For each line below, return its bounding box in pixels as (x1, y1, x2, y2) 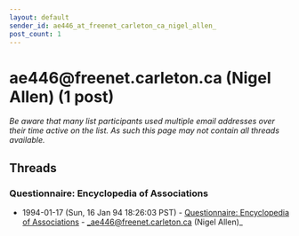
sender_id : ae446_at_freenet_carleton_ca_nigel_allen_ (9, 21, 217, 30)
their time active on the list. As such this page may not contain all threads (9, 125, 280, 136)
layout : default (9, 12, 69, 22)
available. (9, 135, 46, 146)
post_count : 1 (9, 29, 62, 38)
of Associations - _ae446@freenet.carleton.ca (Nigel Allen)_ (21, 216, 243, 227)
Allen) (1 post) (9, 86, 114, 106)
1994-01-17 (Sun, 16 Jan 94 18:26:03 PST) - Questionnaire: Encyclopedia (21, 208, 290, 217)
